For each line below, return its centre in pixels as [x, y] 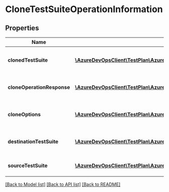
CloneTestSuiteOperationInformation [84, 9]
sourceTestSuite [28, 165]
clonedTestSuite [28, 60]
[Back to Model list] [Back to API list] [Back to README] [63, 184]
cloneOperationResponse [39, 87]
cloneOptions [24, 114]
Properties [22, 28]
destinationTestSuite [33, 141]
